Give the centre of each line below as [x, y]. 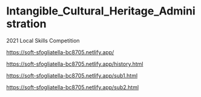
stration [26, 24]
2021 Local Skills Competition [43, 40]
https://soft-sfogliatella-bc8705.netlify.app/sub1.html [72, 75]
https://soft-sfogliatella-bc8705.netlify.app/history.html [75, 64]
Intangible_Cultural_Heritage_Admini [101, 11]
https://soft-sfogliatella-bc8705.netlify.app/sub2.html [73, 87]
